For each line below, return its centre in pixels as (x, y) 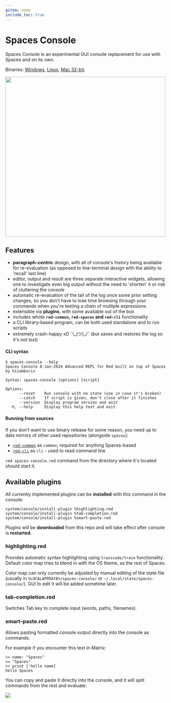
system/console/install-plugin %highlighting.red (59, 509)
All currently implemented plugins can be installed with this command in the (86, 494)
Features (20, 250)
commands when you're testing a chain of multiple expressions (79, 306)
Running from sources (29, 418)
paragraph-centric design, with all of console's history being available (87, 263)
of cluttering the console (39, 290)
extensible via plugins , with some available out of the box (73, 312)
